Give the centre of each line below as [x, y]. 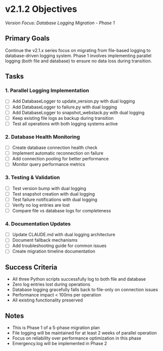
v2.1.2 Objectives [41, 9]
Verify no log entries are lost [41, 205]
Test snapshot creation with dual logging [53, 194]
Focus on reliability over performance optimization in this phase [77, 338]
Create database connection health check [55, 148]
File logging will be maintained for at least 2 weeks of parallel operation [84, 333]
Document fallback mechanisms [45, 240]
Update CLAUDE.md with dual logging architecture [64, 235]
